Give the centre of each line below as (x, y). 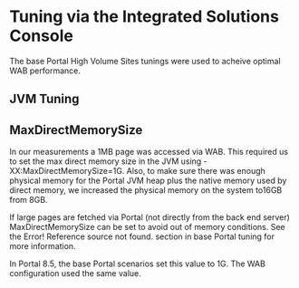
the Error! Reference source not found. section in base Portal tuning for (142, 236)
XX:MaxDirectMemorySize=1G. (67, 171)
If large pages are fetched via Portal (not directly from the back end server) (149, 217)
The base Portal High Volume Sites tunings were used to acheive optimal (145, 61)
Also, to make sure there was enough (196, 171)
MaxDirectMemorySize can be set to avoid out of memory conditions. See (147, 227)
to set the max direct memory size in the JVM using (106, 161)
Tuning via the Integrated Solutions (144, 17)
